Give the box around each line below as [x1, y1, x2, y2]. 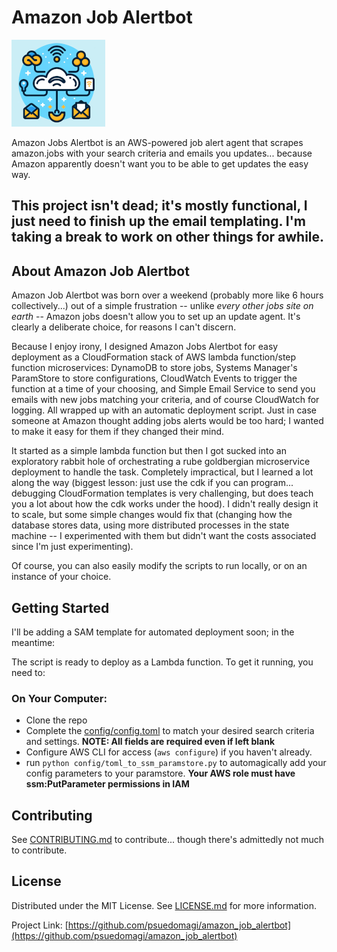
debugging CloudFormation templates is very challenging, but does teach [11, 487, 314, 500]
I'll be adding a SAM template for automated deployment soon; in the [11, 626, 295, 638]
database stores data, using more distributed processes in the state [11, 519, 290, 531]
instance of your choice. [11, 571, 112, 583]
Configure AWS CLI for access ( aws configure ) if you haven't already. [25, 746, 313, 758]
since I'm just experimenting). [11, 541, 134, 553]
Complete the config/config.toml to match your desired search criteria [25, 725, 315, 737]
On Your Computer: [11, 691, 108, 705]
